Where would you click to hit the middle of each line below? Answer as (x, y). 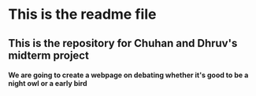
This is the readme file (82, 14)
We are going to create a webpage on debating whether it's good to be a (128, 75)
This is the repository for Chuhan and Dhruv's (123, 43)
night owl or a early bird (48, 84)
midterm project (48, 55)
